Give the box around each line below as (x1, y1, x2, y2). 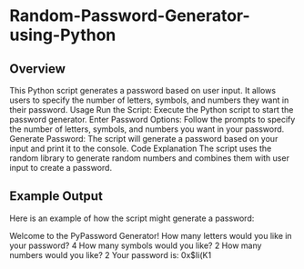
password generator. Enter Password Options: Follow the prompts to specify (9, 115, 296, 125)
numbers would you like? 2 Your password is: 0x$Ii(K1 (9, 249, 212, 260)
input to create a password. (9, 163, 112, 173)
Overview (9, 61, 66, 76)
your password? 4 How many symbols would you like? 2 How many (9, 240, 262, 251)
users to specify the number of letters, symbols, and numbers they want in (9, 95, 289, 105)
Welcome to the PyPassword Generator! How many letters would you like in (9, 230, 293, 241)
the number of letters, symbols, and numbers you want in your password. (9, 124, 285, 134)
